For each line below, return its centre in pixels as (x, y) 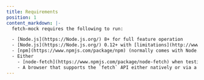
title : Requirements (32, 12)
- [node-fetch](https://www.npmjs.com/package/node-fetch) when (100, 62)
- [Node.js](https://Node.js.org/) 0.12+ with (72, 45)
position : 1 (21, 17)
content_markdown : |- (34, 23)
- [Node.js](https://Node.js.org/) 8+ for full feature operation (97, 40)
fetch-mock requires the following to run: (67, 29)
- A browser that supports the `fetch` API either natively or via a (107, 67)
